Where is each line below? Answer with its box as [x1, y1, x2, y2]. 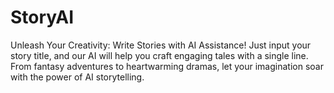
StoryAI [10, 6, 75, 29]
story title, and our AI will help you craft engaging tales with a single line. [10, 49, 309, 61]
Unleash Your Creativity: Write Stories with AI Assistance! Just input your [10, 39, 312, 51]
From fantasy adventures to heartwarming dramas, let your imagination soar [10, 60, 324, 72]
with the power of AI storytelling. [10, 71, 145, 83]
